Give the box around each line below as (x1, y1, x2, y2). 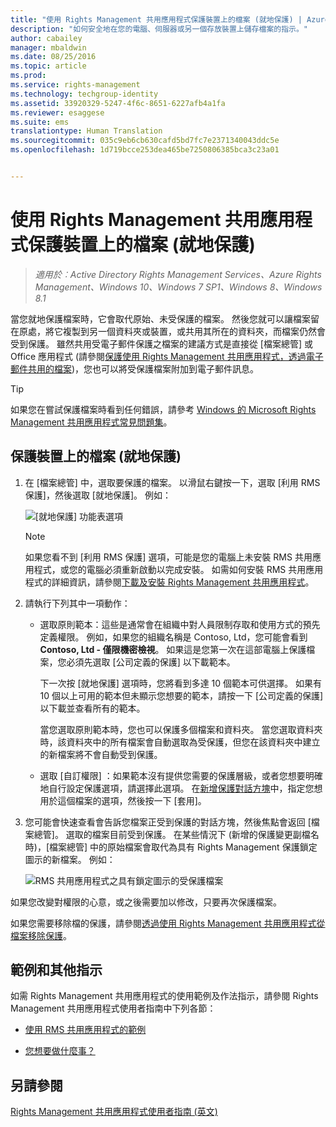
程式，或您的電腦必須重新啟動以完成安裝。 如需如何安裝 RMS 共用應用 (33, 563, 324, 575)
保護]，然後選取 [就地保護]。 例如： (24, 489, 172, 501)
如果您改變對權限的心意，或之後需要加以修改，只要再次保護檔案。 (10, 896, 282, 908)
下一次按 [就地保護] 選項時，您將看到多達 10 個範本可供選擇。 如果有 (39, 677, 323, 689)
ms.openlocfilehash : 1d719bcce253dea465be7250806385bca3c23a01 (10, 145, 280, 155)
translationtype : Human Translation (10, 126, 163, 136)
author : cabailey (10, 33, 83, 43)
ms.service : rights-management (10, 80, 141, 90)
